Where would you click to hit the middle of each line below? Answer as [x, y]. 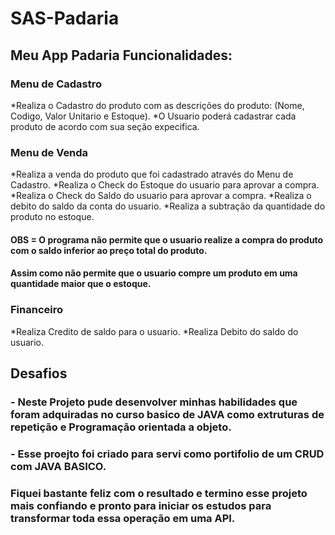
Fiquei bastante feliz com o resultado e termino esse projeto [159, 493]
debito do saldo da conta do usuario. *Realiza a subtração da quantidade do [168, 206]
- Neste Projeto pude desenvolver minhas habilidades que [154, 402]
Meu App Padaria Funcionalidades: [121, 55]
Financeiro [37, 310]
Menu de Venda [49, 152]
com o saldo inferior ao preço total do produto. [109, 250]
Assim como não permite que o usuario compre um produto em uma [154, 273]
